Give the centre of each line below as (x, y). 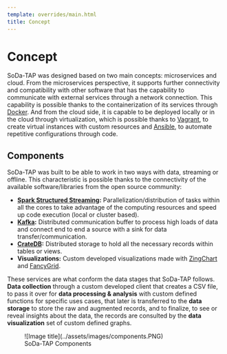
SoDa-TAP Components (58, 344)
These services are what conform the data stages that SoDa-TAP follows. (111, 279)
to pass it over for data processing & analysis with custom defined (102, 294)
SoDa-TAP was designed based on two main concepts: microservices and (112, 76)
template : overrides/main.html (52, 14)
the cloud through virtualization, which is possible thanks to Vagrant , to (108, 120)
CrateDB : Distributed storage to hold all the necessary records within (115, 244)
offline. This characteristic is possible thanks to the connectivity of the (107, 179)
